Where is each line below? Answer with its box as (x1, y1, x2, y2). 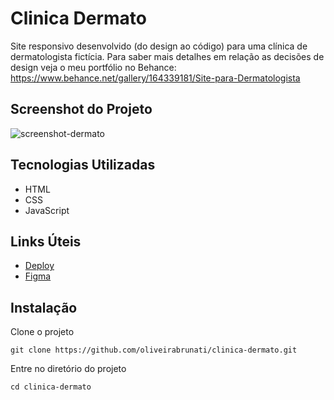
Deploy (24, 260, 55, 272)
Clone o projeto (10, 326, 75, 338)
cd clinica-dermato (10, 382, 92, 392)
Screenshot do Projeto (10, 101, 153, 118)
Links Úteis (10, 233, 82, 250)
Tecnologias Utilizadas (10, 157, 156, 174)
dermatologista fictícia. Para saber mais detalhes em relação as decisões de (10, 50, 325, 62)
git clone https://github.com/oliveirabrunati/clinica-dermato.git (10, 345, 298, 356)
